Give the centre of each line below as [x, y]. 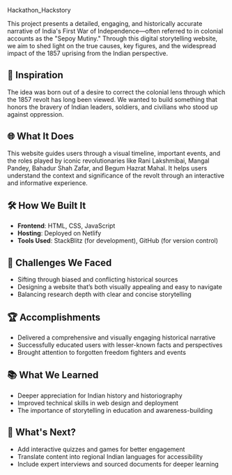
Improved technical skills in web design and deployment [98, 403]
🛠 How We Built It [47, 206]
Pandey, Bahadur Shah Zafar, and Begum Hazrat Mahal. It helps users [107, 168]
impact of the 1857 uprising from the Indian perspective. [88, 53]
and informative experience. [48, 183]
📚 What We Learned [53, 375]
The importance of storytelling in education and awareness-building [115, 410]
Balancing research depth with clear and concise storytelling [104, 294]
